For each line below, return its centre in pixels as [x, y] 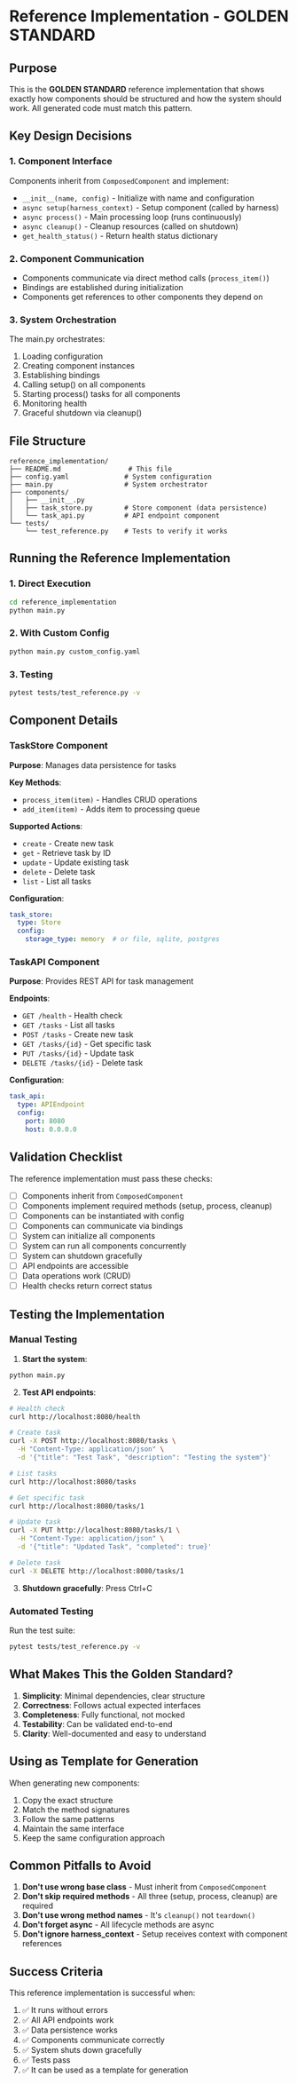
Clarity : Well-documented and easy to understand [114, 1733]
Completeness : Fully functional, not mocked [103, 1715]
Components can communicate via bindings [102, 1225]
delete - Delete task [59, 871]
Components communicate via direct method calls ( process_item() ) [146, 278]
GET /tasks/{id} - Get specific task [87, 1044]
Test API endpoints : [59, 1392]
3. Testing [31, 674]
